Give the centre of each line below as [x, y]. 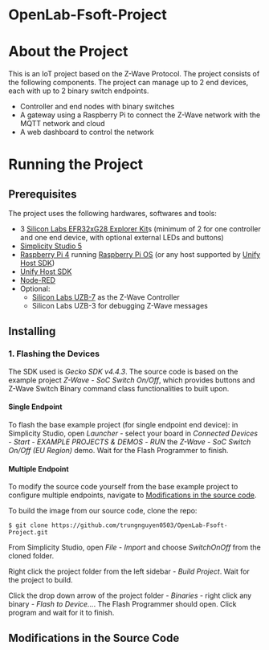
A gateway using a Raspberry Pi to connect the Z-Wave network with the [140, 115]
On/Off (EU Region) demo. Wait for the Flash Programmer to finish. [118, 451]
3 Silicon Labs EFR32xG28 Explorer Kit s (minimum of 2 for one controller [140, 229]
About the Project [68, 52]
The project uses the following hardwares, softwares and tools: [112, 214]
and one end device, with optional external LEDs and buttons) [122, 238]
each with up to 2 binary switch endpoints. [79, 91]
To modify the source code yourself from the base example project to [123, 487]
